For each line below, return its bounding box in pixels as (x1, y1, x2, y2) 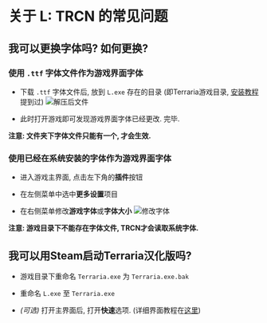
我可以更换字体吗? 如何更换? (8, 41, 149, 55)
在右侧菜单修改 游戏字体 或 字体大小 (19, 207, 132, 216)
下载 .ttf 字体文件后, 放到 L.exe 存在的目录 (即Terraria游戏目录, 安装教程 (19, 87, 259, 97)
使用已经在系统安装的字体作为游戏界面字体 (8, 152, 172, 163)
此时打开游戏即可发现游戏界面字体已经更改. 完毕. (19, 113, 180, 124)
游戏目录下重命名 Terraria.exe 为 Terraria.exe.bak (19, 271, 190, 281)
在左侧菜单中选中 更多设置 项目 (19, 189, 118, 199)
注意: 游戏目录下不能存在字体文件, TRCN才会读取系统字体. (8, 223, 199, 233)
